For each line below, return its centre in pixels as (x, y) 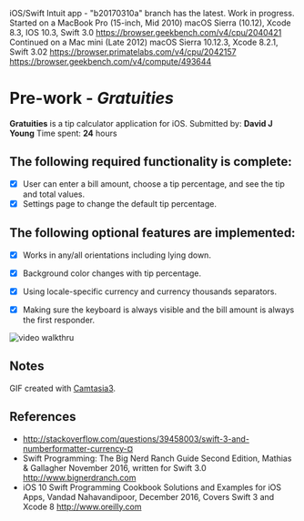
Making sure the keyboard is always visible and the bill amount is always (158, 310)
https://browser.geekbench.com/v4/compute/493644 (111, 61)
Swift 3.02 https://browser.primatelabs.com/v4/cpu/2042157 (123, 52)
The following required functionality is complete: (151, 162)
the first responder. (59, 320)
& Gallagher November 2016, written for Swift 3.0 (114, 467)
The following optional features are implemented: (152, 233)
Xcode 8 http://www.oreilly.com (82, 506)
